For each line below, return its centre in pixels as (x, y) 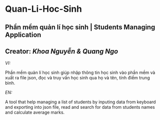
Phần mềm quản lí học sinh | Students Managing (80, 27)
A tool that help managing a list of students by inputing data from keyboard (80, 102)
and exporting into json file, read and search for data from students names (80, 107)
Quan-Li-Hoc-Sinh (44, 9)
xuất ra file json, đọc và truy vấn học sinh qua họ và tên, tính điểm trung (78, 78)
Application (23, 35)
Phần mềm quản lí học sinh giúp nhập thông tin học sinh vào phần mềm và (80, 72)
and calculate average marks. (35, 112)
